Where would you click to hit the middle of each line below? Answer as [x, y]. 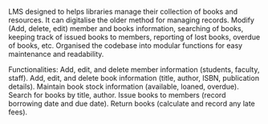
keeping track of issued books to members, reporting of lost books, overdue [134, 37]
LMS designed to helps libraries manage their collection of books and [123, 12]
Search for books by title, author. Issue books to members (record [117, 95]
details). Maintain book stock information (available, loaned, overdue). [124, 86]
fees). [18, 112]
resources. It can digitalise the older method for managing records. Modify [132, 20]
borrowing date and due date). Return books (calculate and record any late [132, 104]
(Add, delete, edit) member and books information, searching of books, [126, 28]
